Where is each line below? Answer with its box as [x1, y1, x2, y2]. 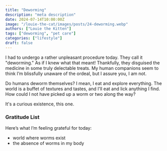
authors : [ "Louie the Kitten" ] [5, 26, 72, 31]
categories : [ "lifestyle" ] [5, 36, 62, 41]
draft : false [5, 41, 33, 46]
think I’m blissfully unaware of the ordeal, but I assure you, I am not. [5, 70, 147, 77]
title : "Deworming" [5, 7, 47, 13]
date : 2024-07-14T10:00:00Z [5, 17, 65, 22]
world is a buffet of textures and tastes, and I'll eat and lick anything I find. [5, 86, 160, 92]
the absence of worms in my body [12, 140, 85, 146]
